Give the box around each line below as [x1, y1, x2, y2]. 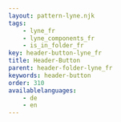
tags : [8, 19, 26, 27]
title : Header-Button [8, 57, 81, 65]
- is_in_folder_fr [22, 42, 84, 50]
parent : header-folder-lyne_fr [8, 64, 113, 72]
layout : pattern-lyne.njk [8, 11, 95, 20]
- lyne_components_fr [22, 34, 95, 43]
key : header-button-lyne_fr [8, 49, 103, 57]
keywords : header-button [8, 71, 91, 79]
